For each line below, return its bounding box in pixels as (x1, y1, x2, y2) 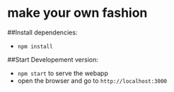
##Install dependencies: (7, 28, 78, 37)
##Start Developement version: (7, 55, 99, 64)
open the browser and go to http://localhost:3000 (17, 76, 168, 85)
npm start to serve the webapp (17, 69, 108, 77)
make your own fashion (7, 5, 148, 21)
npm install (17, 43, 53, 50)
